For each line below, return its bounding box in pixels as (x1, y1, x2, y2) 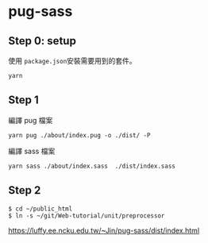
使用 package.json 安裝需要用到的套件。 (8, 56, 137, 65)
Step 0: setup (8, 34, 77, 48)
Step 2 (8, 183, 41, 197)
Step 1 (8, 94, 40, 107)
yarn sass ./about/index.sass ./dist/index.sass (8, 162, 176, 170)
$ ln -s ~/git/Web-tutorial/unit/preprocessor (8, 211, 165, 220)
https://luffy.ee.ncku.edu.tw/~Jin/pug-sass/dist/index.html (8, 226, 200, 235)
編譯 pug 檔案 (8, 115, 53, 125)
